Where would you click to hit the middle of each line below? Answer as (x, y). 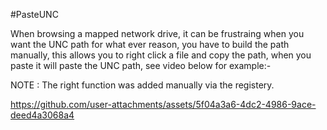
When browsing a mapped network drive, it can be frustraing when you (157, 33)
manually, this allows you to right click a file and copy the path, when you (161, 55)
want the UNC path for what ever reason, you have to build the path (150, 44)
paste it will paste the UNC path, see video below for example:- (141, 65)
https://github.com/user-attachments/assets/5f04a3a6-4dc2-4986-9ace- (163, 104)
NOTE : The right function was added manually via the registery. (142, 85)
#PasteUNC (34, 14)
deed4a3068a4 (42, 115)
